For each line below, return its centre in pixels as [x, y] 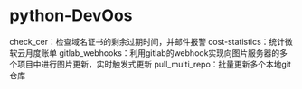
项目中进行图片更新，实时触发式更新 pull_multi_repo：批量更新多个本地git [154, 64]
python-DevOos [71, 16]
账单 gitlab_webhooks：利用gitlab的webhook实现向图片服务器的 [160, 53]
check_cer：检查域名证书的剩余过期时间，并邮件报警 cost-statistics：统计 [147, 41]
